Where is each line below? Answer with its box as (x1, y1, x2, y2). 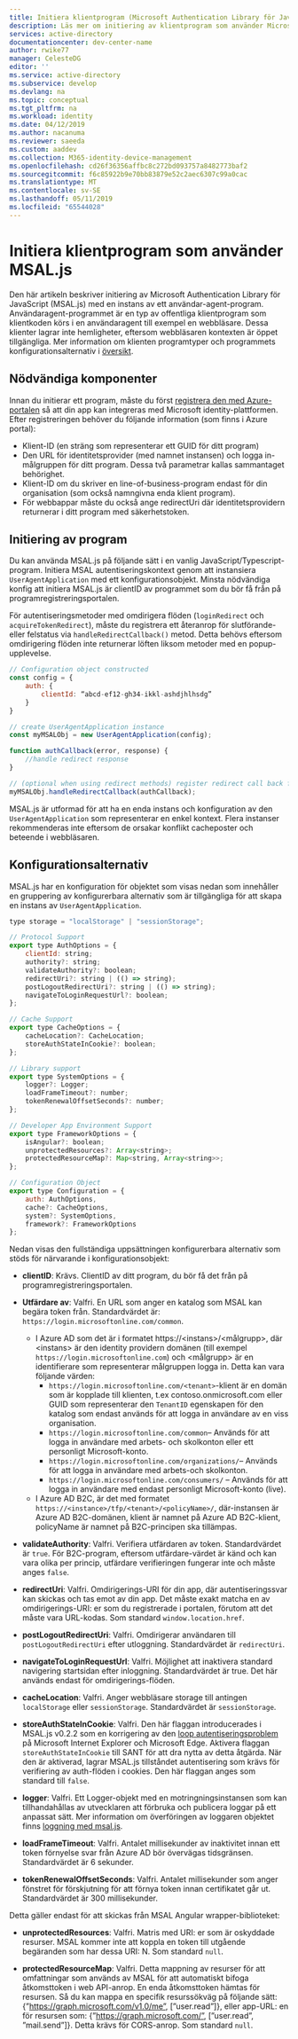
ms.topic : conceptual (9, 95, 90, 105)
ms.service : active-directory (9, 71, 122, 80)
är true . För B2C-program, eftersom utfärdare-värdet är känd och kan (21, 1549, 278, 1559)
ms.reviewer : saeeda (9, 137, 86, 145)
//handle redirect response (25, 755, 129, 764)
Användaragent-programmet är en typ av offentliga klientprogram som (9, 308, 267, 318)
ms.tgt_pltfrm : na (9, 104, 77, 113)
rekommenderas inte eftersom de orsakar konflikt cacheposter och (9, 822, 254, 833)
